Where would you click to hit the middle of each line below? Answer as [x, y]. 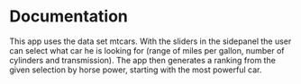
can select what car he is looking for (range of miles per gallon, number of [147, 50]
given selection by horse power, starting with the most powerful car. [136, 70]
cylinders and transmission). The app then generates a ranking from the [143, 60]
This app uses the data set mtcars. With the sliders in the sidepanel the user [150, 41]
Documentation [69, 17]
